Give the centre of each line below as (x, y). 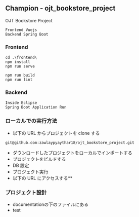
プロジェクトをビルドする (39, 159)
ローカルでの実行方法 (31, 121)
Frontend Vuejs (21, 30)
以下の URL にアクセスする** (42, 178)
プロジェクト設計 (26, 192)
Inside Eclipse (21, 103)
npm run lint (19, 80)
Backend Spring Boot (27, 34)
